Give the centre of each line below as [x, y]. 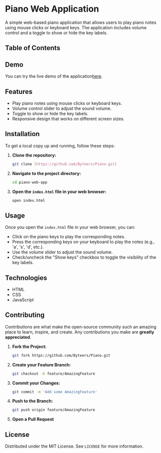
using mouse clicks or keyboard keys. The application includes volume [76, 27]
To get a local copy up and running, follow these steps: [60, 146]
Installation [22, 134]
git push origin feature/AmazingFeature [54, 410]
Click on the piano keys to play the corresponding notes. [69, 237]
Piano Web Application [52, 9]
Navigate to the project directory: [46, 173]
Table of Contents [33, 48]
